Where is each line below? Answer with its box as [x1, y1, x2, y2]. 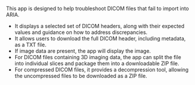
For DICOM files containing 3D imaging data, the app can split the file [14, 54, 182, 60]
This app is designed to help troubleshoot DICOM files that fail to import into [6, 5, 189, 12]
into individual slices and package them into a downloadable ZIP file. [14, 60, 180, 67]
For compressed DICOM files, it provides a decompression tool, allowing [14, 66, 189, 73]
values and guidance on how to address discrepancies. [14, 29, 148, 36]
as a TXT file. [14, 41, 47, 48]
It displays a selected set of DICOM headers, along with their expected [14, 23, 185, 29]
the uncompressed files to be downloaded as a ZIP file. [14, 73, 148, 79]
